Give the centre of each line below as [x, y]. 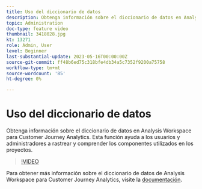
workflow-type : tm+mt [33, 68]
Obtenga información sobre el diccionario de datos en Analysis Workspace [99, 131]
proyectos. [20, 150]
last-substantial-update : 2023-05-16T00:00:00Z [67, 57]
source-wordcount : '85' [36, 73]
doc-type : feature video [37, 29]
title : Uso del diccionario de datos [54, 12]
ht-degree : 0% [24, 79]
